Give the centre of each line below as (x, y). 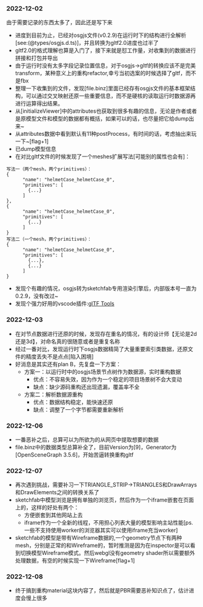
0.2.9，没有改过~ (37, 296)
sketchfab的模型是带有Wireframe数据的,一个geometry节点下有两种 (98, 538)
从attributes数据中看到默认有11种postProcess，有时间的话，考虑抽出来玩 (106, 134)
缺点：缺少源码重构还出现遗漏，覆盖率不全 (86, 387)
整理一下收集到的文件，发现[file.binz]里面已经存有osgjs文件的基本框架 (103, 89)
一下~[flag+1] (32, 141)
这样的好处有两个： (55, 508)
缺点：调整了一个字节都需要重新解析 (78, 409)
